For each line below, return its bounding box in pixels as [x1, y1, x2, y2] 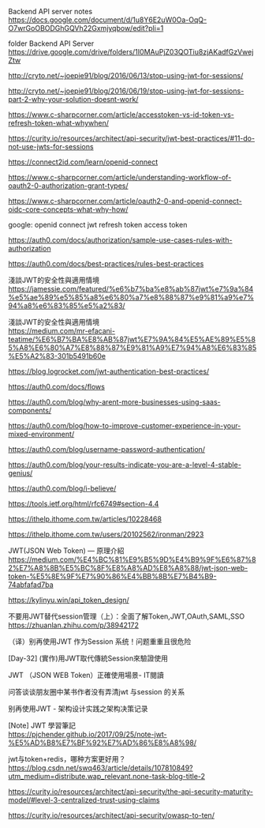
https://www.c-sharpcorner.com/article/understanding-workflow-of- [8, 173, 232, 182]
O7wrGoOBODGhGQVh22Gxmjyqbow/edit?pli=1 [8, 24, 164, 32]
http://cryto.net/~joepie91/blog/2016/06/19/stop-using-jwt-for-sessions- [8, 86, 244, 96]
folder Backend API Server [8, 39, 95, 48]
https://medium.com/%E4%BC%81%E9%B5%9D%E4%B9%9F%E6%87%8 [8, 555, 256, 564]
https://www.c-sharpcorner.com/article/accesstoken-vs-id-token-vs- [8, 110, 235, 119]
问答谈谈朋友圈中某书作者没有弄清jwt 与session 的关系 [8, 687, 185, 696]
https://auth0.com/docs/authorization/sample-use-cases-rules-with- [8, 235, 233, 244]
